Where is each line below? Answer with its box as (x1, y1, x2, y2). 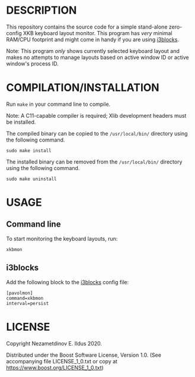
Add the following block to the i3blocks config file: (6, 278, 129, 285)
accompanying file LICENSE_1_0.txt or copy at (6, 357, 117, 365)
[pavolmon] (6, 290, 33, 296)
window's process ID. (6, 60, 59, 67)
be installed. (6, 118, 36, 125)
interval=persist (6, 300, 49, 306)
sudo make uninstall (6, 176, 57, 182)
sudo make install (6, 147, 52, 153)
